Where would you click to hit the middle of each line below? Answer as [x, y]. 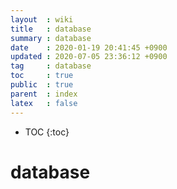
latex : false [44, 103]
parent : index [44, 94]
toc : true [42, 76]
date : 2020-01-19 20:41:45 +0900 [89, 47]
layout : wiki [42, 19]
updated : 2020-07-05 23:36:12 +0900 [89, 57]
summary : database [51, 38]
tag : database [51, 66]
